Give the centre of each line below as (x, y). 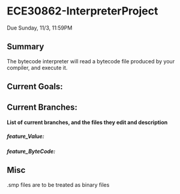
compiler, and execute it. (37, 67)
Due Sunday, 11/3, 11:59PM (40, 28)
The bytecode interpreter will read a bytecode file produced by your (91, 61)
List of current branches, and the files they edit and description (87, 122)
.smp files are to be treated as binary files (58, 184)
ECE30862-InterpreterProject (82, 11)
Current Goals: (35, 86)
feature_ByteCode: (31, 151)
